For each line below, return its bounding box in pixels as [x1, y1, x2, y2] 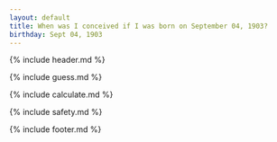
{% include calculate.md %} [9, 89, 114, 100]
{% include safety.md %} [9, 107, 103, 118]
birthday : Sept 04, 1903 [9, 30, 103, 39]
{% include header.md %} [9, 55, 106, 66]
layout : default [9, 13, 70, 22]
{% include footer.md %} [9, 124, 102, 135]
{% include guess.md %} [9, 72, 102, 83]
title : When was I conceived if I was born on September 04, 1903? [9, 22, 269, 31]
